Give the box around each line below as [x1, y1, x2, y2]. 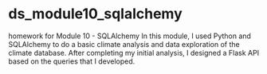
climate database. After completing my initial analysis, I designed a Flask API [8, 48, 260, 57]
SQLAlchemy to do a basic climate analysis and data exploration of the [8, 39, 241, 49]
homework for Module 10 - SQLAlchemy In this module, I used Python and [8, 31, 251, 41]
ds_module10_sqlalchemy [8, 5, 183, 23]
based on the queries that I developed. [8, 56, 135, 66]
